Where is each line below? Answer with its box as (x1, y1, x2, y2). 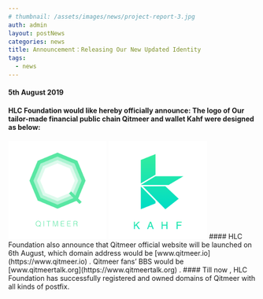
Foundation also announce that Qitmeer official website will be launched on (8, 240, 252, 249)
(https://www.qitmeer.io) (8, 257, 88, 266)
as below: (8, 123, 41, 132)
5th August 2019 (8, 87, 65, 98)
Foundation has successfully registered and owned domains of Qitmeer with (8, 273, 256, 282)
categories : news (8, 38, 65, 46)
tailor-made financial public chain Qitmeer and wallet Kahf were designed (8, 114, 254, 124)
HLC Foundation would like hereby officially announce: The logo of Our (8, 106, 245, 116)
